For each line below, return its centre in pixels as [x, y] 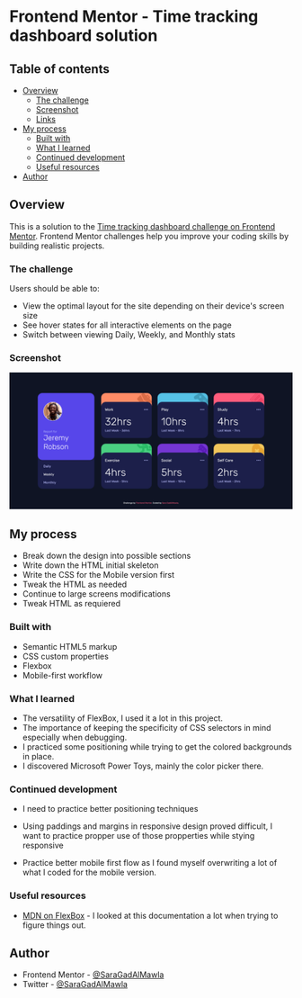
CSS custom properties [66, 656]
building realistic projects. [57, 246]
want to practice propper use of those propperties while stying [138, 836]
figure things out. [54, 925]
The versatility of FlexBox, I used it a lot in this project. [122, 718]
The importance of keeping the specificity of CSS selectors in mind [147, 727]
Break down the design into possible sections [107, 556]
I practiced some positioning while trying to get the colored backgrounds [157, 746]
